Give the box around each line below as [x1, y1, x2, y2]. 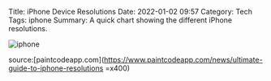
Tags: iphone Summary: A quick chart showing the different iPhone [8, 15, 233, 25]
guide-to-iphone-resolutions [8, 63, 104, 73]
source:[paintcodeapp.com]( [8, 55, 105, 64]
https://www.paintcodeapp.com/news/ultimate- [104, 55, 263, 64]
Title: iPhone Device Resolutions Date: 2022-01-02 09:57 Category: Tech [8, 7, 253, 16]
